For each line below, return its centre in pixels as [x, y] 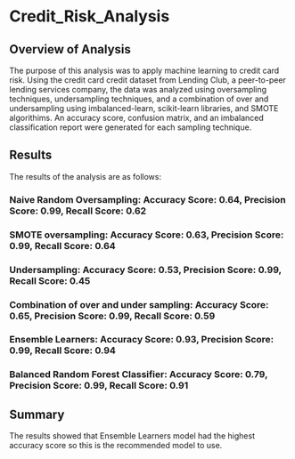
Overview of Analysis [70, 49]
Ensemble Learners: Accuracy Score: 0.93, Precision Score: [142, 340]
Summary [37, 414]
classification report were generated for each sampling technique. [131, 127]
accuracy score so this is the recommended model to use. [116, 446]
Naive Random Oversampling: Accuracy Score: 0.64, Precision [148, 199]
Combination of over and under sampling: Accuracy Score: [139, 304]
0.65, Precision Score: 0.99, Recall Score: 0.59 [112, 316]
